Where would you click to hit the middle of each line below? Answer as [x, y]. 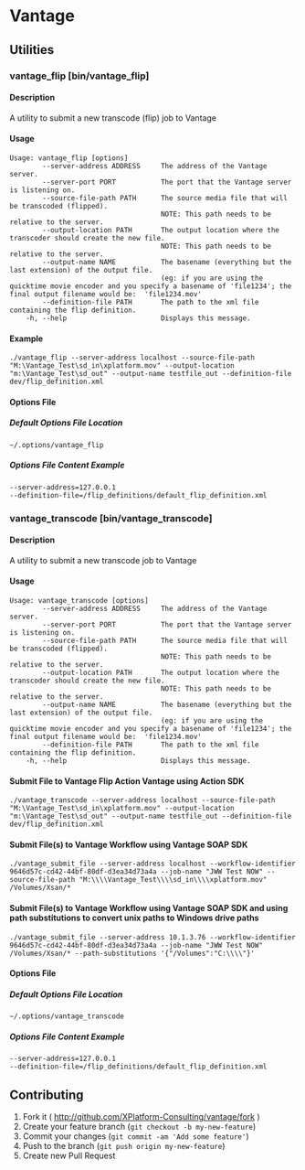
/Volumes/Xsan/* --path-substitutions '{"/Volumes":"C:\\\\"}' [132, 953]
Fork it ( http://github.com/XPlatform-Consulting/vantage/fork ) [141, 1116]
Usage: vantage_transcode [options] [79, 600]
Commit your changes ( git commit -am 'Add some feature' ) [136, 1136]
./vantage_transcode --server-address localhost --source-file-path [142, 800]
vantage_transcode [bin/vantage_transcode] [111, 518]
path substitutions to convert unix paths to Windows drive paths [134, 918]
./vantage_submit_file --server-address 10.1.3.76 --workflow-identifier [153, 937]
